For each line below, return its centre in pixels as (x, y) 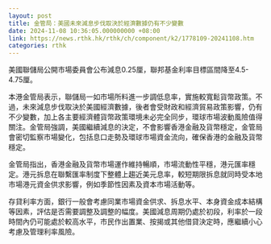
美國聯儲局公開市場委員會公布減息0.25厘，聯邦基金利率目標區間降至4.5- (129, 70)
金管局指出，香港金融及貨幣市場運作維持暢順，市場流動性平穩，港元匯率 (128, 164)
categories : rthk (38, 46)
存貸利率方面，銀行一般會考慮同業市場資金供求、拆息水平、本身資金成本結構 (135, 201)
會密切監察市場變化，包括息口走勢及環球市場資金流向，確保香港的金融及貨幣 (135, 137)
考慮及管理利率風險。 (44, 232)
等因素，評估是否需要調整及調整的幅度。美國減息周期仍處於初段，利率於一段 (135, 212)
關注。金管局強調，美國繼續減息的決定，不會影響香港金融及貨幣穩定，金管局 (135, 127)
